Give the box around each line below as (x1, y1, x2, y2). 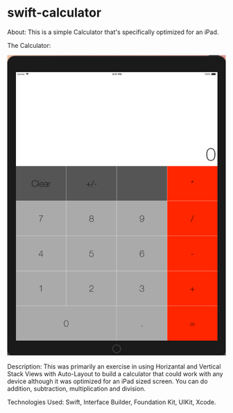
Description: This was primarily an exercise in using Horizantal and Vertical (7, 362, 221, 371)
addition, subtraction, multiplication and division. (7, 385, 146, 393)
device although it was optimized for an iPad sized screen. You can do (7, 377, 208, 386)
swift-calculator (7, 5, 102, 21)
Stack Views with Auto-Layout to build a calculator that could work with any (7, 370, 223, 378)
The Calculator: (7, 41, 51, 49)
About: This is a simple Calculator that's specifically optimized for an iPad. (7, 28, 219, 36)
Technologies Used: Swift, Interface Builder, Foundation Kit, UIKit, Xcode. (7, 398, 216, 407)
